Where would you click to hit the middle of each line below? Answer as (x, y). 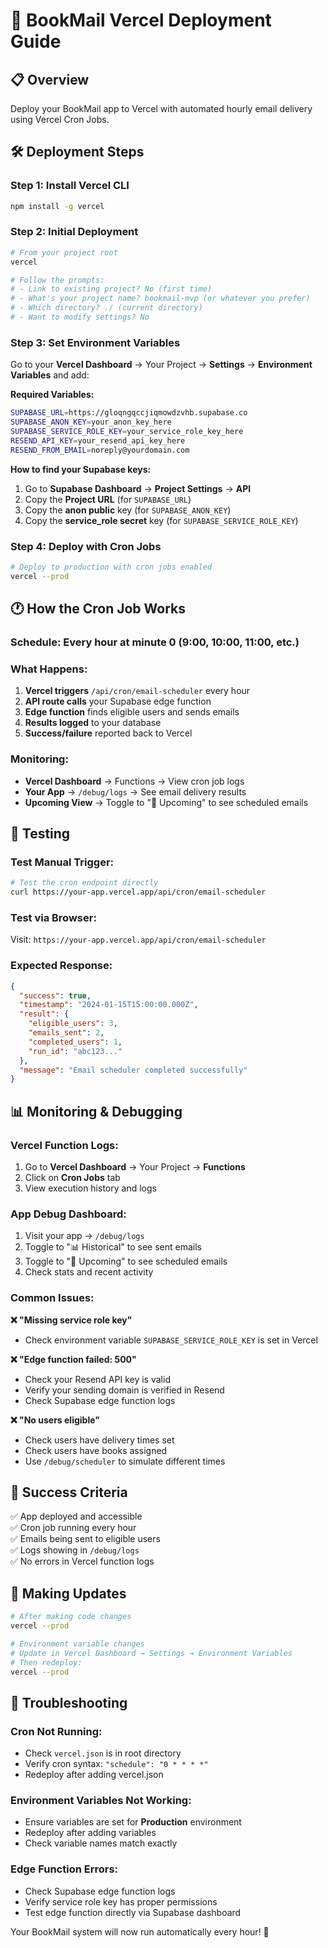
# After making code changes (71, 1617)
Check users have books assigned (96, 1450)
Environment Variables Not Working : (101, 1801)
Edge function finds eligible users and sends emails (132, 712)
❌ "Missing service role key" (71, 1320)
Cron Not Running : (56, 1731)
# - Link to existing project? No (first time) (111, 289)
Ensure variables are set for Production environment (133, 1822)
